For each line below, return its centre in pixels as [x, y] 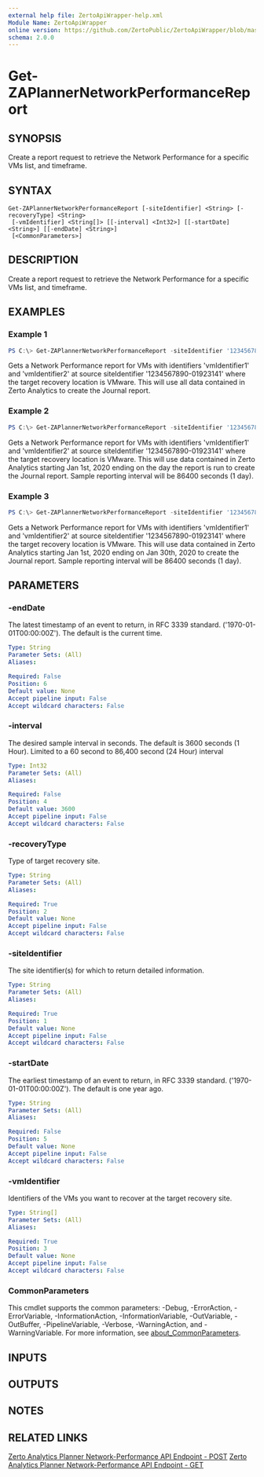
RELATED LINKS [48, 1437]
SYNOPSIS [35, 138]
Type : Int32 [27, 766]
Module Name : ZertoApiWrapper [58, 23]
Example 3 [29, 496]
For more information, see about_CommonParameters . [153, 1333]
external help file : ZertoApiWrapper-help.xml [86, 15]
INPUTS [27, 1357]
